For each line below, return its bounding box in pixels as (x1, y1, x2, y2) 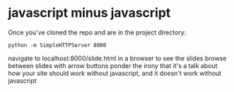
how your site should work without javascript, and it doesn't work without (8, 69, 222, 77)
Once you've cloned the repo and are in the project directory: (8, 28, 187, 37)
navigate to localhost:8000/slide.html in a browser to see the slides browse (8, 54, 227, 63)
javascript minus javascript (8, 5, 171, 21)
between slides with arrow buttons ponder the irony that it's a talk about (8, 61, 218, 70)
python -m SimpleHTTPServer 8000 (8, 41, 107, 48)
